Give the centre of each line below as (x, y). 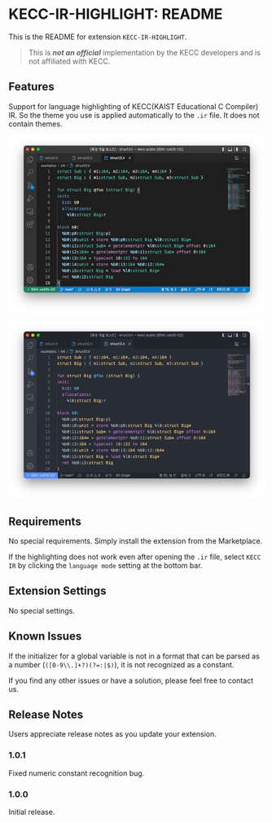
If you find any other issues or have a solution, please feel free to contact (131, 680)
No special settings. (42, 610)
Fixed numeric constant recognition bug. (77, 773)
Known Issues (45, 636)
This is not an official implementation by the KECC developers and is (144, 52)
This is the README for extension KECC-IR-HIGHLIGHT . (98, 37)
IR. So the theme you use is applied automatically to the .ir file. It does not (134, 115)
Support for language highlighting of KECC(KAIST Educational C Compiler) (134, 106)
